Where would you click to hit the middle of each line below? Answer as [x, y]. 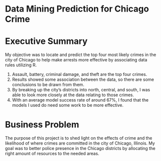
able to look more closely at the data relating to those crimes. [73, 95]
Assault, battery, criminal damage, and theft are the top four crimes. [80, 74]
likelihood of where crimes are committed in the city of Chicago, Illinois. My [80, 143]
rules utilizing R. [21, 65]
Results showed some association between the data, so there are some [83, 80]
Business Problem [42, 125]
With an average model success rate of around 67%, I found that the [80, 100]
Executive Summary [46, 41]
